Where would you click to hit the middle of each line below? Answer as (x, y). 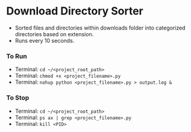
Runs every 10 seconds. (45, 40)
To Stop (18, 98)
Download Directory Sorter (75, 11)
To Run (17, 56)
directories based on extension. (54, 34)
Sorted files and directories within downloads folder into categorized (100, 28)
